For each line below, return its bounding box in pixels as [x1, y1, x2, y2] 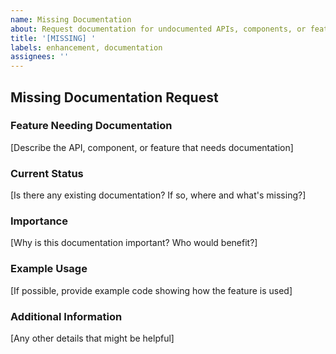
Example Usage [10, 262, 88, 276]
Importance [10, 214, 68, 228]
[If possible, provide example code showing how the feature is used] [10, 284, 293, 296]
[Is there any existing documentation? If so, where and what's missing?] [10, 189, 307, 201]
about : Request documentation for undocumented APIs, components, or [10, 24, 307, 34]
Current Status [10, 166, 84, 180]
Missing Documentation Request [10, 89, 219, 106]
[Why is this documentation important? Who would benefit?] [10, 237, 258, 249]
